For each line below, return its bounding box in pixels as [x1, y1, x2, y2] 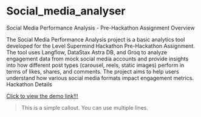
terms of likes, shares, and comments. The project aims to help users [6, 68, 179, 75]
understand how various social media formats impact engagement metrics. [6, 74, 194, 81]
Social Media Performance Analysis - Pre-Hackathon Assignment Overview [6, 24, 196, 31]
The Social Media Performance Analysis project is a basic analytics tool [6, 36, 185, 43]
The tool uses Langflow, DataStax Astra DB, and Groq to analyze [6, 48, 168, 55]
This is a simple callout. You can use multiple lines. [21, 104, 149, 111]
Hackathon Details [6, 80, 53, 88]
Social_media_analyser [6, 4, 126, 18]
